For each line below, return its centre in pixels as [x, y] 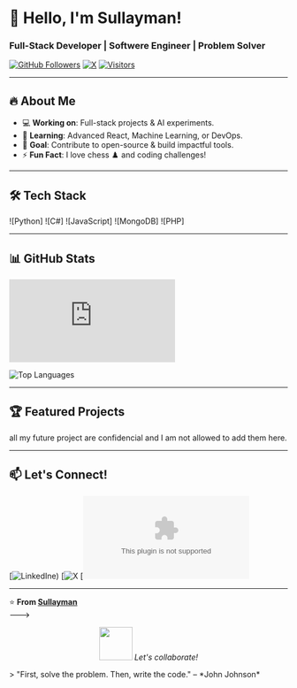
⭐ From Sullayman [43, 601]
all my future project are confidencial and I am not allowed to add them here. [148, 438]
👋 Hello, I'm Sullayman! [95, 18]
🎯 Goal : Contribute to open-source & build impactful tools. [128, 145]
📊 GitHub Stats [52, 259]
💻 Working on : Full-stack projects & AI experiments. [118, 123]
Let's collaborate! [166, 657]
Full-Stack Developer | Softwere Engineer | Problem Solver [137, 46]
